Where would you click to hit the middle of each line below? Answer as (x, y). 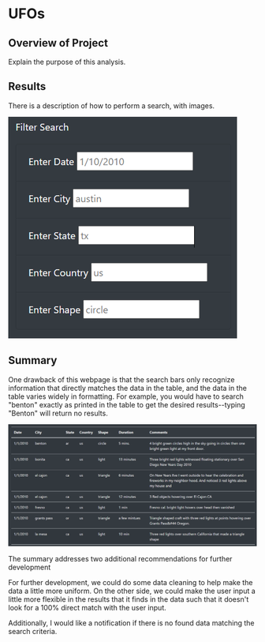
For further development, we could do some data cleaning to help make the (131, 583)
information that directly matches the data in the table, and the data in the (127, 388)
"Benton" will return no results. (58, 413)
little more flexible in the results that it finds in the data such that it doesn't (129, 599)
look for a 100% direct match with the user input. (88, 608)
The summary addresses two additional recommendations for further (120, 559)
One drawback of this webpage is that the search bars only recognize (121, 379)
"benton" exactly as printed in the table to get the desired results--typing (127, 404)
